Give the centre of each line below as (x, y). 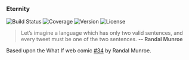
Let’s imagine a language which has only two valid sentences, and (102, 33)
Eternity (18, 9)
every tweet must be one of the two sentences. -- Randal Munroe (102, 39)
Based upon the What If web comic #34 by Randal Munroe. (79, 51)
